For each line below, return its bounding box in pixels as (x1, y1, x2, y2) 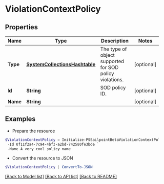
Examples (5, 115, 36, 123)
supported (100, 58, 124, 65)
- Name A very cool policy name (7, 146, 71, 151)
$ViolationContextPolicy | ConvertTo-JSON (5, 165, 93, 170)
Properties (5, 23, 38, 31)
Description (101, 38, 129, 44)
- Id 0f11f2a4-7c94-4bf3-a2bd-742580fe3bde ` (7, 142, 99, 147)
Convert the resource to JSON (12, 155, 73, 161)
